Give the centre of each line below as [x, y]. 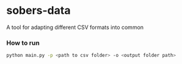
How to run [23, 43]
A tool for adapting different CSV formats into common [75, 27]
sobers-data [38, 11]
